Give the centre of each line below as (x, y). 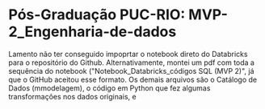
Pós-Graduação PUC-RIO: (97, 15)
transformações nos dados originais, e (72, 96)
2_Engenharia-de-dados (93, 32)
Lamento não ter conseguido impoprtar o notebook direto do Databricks (128, 54)
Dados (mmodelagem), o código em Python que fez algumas (109, 88)
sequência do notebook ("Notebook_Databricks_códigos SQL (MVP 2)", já (131, 71)
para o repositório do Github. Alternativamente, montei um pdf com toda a (131, 63)
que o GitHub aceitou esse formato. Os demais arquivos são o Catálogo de (133, 79)
